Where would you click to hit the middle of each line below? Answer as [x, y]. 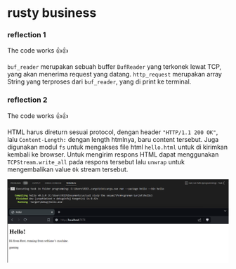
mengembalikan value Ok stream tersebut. [68, 169]
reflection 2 [27, 100]
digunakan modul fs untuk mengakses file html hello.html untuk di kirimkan [118, 147]
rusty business [52, 13]
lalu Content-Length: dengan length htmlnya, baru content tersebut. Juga [113, 139]
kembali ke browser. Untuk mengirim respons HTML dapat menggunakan [113, 154]
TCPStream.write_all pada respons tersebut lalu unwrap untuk [96, 162]
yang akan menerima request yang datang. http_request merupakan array [115, 74]
